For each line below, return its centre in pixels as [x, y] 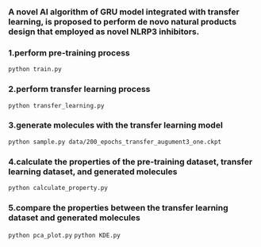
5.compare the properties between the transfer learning [118, 208]
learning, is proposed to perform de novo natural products [122, 21]
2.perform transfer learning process [79, 89]
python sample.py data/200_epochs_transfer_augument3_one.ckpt [115, 142]
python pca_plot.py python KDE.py [64, 236]
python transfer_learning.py [56, 105]
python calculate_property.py [58, 188]
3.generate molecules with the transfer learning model [116, 125]
